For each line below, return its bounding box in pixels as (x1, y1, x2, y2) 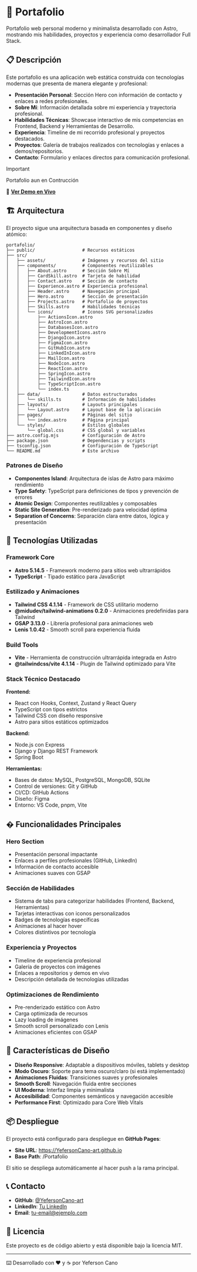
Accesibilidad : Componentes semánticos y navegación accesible (14, 1093, 174, 1100)
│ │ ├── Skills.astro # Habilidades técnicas (6, 304, 141, 309)
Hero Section (6, 837, 44, 845)
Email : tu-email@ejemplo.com (14, 1209, 88, 1217)
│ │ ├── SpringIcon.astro (6, 371, 91, 377)
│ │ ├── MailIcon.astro (6, 355, 85, 361)
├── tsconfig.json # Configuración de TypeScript (6, 442, 159, 449)
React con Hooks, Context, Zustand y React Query (14, 700, 137, 707)
